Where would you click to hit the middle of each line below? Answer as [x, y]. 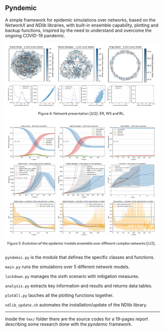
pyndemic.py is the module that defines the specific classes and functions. [80, 257]
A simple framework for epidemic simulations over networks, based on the [80, 20]
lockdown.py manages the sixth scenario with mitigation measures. [72, 276]
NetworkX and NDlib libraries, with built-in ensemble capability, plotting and [82, 25]
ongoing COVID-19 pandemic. [35, 35]
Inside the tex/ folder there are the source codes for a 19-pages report [77, 319]
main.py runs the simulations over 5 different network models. [68, 267]
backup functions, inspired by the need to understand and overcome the [79, 30]
